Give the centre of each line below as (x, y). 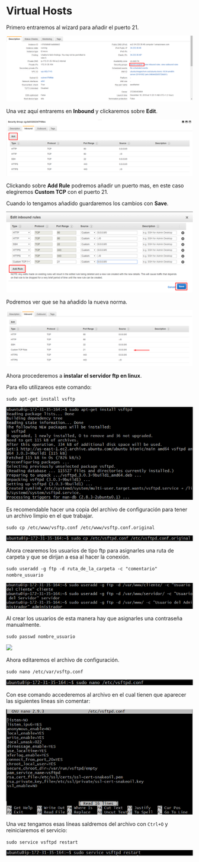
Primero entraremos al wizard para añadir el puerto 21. (73, 27)
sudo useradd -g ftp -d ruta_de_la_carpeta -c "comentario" (82, 569)
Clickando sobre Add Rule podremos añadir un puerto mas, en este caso (95, 186)
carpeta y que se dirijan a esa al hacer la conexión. (68, 557)
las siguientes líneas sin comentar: (48, 701)
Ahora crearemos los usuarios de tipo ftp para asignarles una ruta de (90, 550)
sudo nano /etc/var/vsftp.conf (45, 672)
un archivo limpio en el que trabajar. (50, 516)
